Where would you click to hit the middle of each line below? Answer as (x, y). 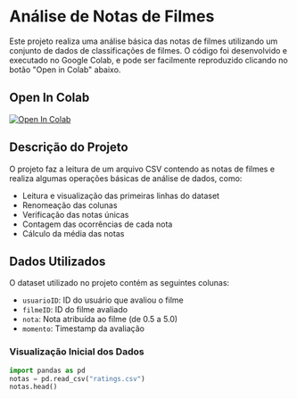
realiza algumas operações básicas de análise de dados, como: (126, 178)
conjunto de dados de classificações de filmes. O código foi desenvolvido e (148, 50)
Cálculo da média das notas (73, 233)
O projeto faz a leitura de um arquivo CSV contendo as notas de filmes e (142, 169)
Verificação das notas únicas (75, 214)
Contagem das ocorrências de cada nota (97, 224)
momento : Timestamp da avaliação (83, 328)
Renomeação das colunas (70, 205)
